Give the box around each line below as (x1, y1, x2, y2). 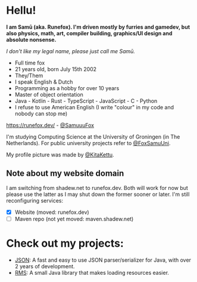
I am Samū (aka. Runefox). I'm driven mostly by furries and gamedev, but (6, 23, 190, 30)
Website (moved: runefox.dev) (14, 209, 89, 216)
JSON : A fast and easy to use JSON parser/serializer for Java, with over (14, 256, 192, 263)
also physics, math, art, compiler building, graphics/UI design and (6, 29, 173, 36)
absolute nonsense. (6, 36, 57, 43)
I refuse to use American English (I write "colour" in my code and (14, 103, 174, 111)
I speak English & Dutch (14, 78, 73, 85)
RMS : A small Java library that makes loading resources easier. (14, 269, 170, 276)
